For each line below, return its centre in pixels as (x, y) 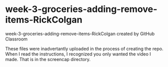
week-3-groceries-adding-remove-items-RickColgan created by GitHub (80, 33)
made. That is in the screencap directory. (48, 59)
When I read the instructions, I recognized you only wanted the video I (78, 54)
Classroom (16, 39)
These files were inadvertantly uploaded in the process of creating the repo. (84, 48)
